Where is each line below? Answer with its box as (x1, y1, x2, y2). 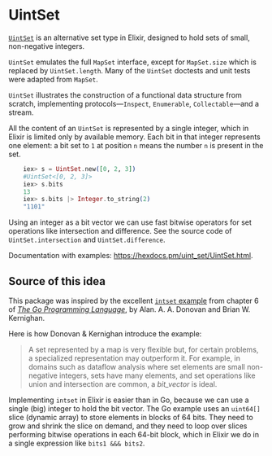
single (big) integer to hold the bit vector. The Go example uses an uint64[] (8, 404, 261, 413)
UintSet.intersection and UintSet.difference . (8, 235, 166, 245)
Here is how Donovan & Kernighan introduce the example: (8, 329, 202, 339)
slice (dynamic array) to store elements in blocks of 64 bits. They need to (8, 413, 253, 422)
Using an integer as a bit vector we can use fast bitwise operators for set (8, 217, 252, 227)
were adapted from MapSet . (8, 74, 99, 84)
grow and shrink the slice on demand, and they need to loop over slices (8, 421, 248, 431)
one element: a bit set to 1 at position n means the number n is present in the (8, 140, 264, 150)
